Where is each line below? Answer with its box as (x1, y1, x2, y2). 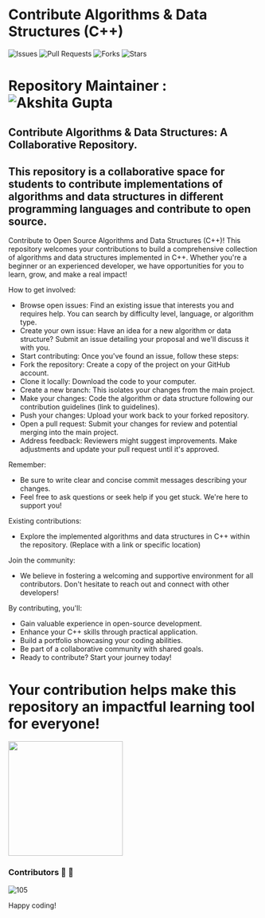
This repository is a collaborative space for (8, 165, 225, 178)
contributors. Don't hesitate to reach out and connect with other (19, 579, 229, 589)
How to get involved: (8, 285, 76, 295)
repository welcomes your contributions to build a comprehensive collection (8, 245, 258, 254)
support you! (19, 500, 62, 511)
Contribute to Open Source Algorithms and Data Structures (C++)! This (8, 236, 241, 245)
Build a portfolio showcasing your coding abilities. (19, 636, 183, 645)
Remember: (8, 460, 46, 469)
